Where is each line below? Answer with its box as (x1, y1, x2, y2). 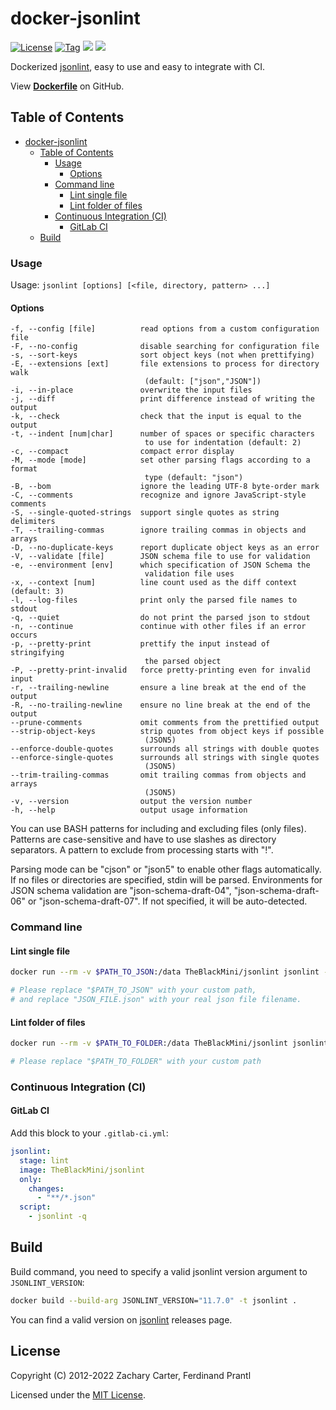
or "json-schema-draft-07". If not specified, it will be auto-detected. (27, 895, 308, 907)
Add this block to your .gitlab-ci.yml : (10, 1127, 169, 1139)
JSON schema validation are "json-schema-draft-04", (10, 885, 232, 897)
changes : (28, 1183, 65, 1194)
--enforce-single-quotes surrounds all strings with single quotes (10, 753, 320, 763)
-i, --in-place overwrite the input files (10, 385, 253, 396)
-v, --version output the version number (10, 797, 253, 807)
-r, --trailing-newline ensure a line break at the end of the (10, 683, 307, 693)
